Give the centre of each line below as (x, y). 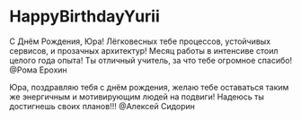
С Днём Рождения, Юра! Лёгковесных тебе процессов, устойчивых (140, 41)
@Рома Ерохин (38, 70)
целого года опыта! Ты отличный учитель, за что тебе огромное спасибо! (151, 60)
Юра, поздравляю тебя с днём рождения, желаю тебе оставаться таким (149, 87)
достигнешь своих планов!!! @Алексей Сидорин (102, 106)
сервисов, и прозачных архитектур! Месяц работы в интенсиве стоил (144, 50)
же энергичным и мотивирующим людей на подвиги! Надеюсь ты (137, 97)
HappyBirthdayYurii (84, 17)
